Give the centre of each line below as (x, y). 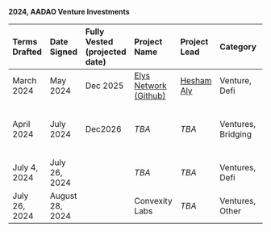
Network (150, 86)
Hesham (196, 80)
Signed (64, 52)
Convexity (153, 201)
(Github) (150, 96)
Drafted (27, 52)
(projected (106, 52)
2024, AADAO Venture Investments (69, 12)
